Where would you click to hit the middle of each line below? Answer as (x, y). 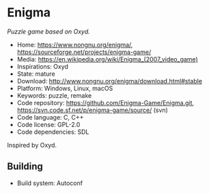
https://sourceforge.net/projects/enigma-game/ (84, 52)
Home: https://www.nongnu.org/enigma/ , (75, 44)
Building (25, 166)
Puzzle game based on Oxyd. (48, 31)
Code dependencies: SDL (53, 132)
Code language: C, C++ (50, 117)
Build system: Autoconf (50, 183)
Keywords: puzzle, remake (54, 95)
